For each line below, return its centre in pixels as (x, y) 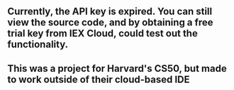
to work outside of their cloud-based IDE (99, 79)
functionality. (38, 45)
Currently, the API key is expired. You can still (110, 12)
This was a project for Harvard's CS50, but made (117, 69)
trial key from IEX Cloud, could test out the (103, 33)
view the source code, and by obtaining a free (110, 23)
